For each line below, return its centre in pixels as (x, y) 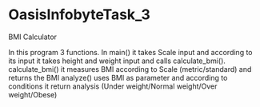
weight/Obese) (33, 94)
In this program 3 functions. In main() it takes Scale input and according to (130, 52)
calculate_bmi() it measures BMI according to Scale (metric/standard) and (130, 69)
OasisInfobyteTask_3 (79, 15)
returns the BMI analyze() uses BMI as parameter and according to (118, 77)
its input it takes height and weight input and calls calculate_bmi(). (117, 61)
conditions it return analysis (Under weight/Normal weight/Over (113, 86)
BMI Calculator (33, 37)
